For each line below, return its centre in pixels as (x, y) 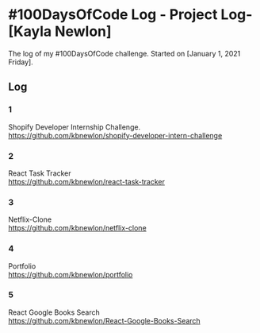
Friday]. (21, 62)
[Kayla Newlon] (60, 31)
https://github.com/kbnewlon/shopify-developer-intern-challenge (115, 135)
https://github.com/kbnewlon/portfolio (71, 274)
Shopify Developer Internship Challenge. (75, 127)
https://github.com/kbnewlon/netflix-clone (77, 228)
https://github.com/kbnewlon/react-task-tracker (86, 181)
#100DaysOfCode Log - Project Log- (130, 15)
